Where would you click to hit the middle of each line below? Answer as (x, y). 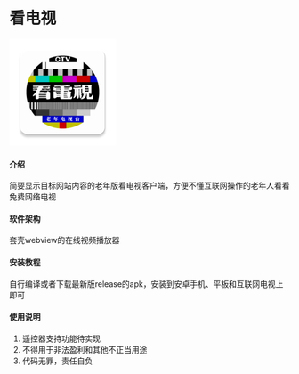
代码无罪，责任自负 (57, 361)
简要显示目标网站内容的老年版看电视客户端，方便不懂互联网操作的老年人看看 (149, 186)
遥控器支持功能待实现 (61, 338)
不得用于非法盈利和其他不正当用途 (85, 349)
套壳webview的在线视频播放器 (65, 240)
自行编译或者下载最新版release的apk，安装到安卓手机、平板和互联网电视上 (146, 284)
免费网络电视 (32, 197)
